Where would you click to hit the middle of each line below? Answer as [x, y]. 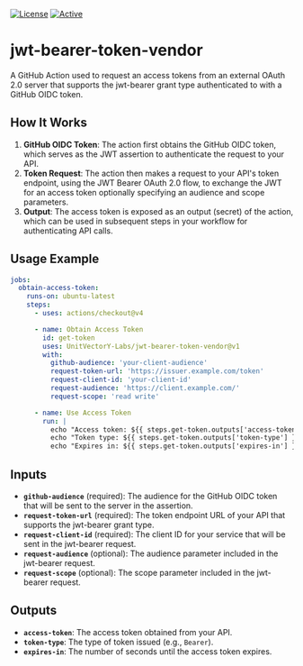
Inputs [29, 474]
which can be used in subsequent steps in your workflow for [135, 221]
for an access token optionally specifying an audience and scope [144, 192]
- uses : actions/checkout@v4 [89, 314]
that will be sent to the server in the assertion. [108, 506]
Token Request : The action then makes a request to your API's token [151, 173]
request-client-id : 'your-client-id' [121, 380]
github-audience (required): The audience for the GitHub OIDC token [150, 496]
